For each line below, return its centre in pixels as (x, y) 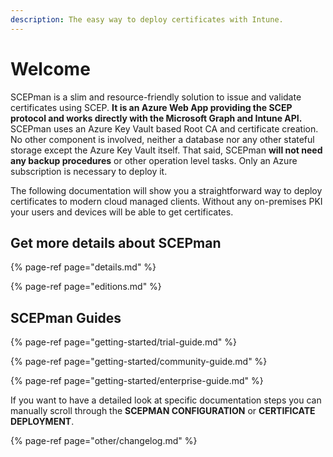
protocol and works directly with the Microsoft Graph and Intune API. (156, 118)
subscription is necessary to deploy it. (89, 171)
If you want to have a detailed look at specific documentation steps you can (166, 400)
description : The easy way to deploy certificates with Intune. (147, 19)
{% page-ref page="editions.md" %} (86, 287)
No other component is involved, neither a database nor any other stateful (162, 139)
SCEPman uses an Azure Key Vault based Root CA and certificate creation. (164, 128)
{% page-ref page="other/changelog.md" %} (104, 441)
